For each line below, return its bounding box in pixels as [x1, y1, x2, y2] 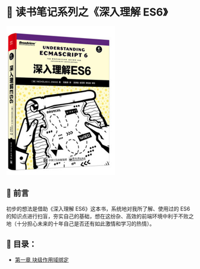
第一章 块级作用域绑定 [14, 256, 69, 263]
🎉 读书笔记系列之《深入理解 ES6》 [6, 5, 168, 19]
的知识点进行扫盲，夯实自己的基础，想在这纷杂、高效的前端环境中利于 [6, 212, 179, 220]
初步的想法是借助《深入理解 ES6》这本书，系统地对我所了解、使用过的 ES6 [6, 205, 190, 212]
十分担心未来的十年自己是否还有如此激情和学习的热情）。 [16, 220, 155, 227]
